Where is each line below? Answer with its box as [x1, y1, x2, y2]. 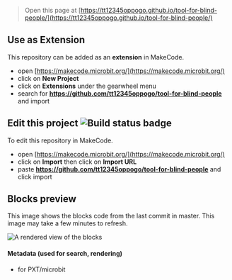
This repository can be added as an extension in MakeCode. [7, 52, 185, 61]
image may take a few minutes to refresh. [7, 219, 128, 228]
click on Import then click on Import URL [17, 157, 137, 166]
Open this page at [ [24, 6, 81, 14]
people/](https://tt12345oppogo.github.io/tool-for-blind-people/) [24, 13, 214, 22]
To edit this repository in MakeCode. [7, 136, 113, 145]
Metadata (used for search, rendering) [7, 250, 122, 258]
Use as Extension [7, 34, 86, 46]
